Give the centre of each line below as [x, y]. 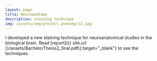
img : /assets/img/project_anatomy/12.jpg [49, 24]
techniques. [17, 54]
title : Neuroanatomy [26, 14]
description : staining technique [40, 19]
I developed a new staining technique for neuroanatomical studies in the [79, 38]
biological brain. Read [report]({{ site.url [46, 43]
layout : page [19, 10]
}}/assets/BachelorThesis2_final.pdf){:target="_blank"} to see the [72, 48]
